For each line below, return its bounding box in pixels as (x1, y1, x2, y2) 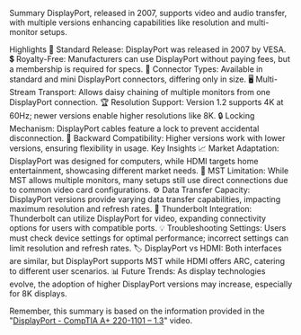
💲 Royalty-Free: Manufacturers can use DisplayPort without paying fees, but (9, 54, 290, 64)
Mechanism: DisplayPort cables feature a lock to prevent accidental (9, 123, 260, 134)
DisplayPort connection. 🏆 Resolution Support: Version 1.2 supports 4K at (9, 97, 284, 107)
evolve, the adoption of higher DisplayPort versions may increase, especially (9, 278, 293, 289)
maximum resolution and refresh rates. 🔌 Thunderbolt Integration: (9, 204, 252, 214)
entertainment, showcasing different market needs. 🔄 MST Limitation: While (9, 165, 289, 176)
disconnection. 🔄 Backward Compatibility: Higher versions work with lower (9, 133, 286, 143)
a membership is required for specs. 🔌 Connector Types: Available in (9, 64, 263, 75)
